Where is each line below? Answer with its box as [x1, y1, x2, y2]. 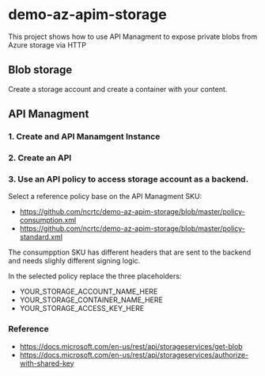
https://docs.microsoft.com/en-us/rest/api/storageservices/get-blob [19, 341, 243, 351]
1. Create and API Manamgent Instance [8, 131, 161, 142]
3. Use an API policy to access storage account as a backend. [8, 173, 249, 184]
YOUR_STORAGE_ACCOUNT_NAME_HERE [19, 287, 158, 297]
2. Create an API [8, 152, 72, 163]
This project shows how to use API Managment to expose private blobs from [8, 32, 258, 41]
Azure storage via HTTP [8, 40, 87, 49]
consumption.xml [19, 216, 77, 225]
